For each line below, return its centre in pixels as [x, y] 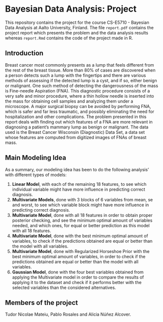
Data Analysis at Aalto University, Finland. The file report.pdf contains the [80, 27]
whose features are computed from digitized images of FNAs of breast [76, 137]
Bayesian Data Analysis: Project [71, 9]
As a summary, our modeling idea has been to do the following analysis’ [77, 169]
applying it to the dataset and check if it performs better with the [77, 282]
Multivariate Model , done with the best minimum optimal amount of [80, 236]
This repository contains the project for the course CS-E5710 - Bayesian [77, 22]
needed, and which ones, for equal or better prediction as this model [81, 225]
